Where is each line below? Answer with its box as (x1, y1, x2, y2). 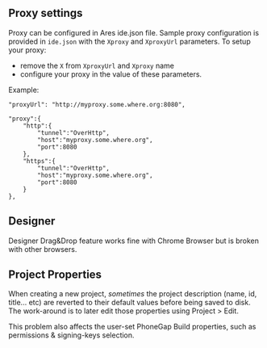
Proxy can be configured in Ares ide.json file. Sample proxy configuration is (8, 27, 260, 37)
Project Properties (8, 268, 102, 282)
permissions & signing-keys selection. (8, 330, 135, 340)
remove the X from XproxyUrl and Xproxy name (19, 61, 175, 70)
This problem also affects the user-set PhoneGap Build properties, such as (8, 322, 257, 332)
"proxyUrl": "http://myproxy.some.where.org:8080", (8, 100, 186, 108)
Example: (8, 85, 40, 94)
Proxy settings (8, 6, 83, 20)
